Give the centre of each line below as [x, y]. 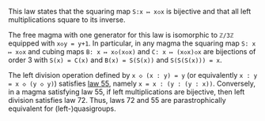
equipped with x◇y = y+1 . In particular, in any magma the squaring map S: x [132, 43]
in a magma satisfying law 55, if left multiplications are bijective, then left [127, 92]
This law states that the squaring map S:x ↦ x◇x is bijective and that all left [130, 11]
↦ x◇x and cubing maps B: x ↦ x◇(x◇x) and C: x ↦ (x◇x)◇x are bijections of [132, 51]
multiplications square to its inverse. [67, 20]
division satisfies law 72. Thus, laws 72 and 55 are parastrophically [117, 100]
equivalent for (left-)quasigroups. [62, 108]
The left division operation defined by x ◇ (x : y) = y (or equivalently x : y [133, 75]
